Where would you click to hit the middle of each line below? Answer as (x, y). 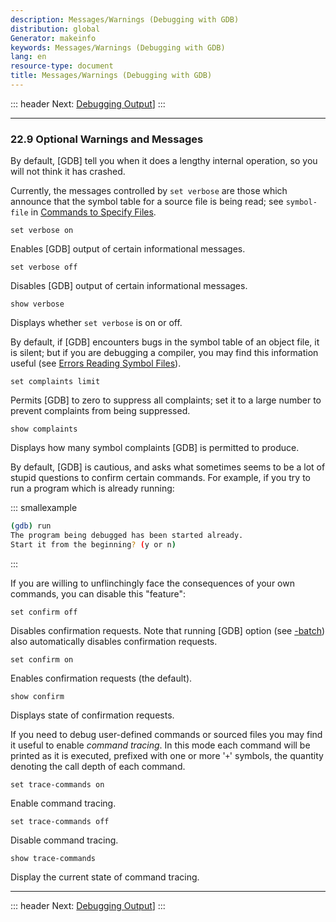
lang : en (28, 57)
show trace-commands (53, 858)
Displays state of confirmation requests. (92, 715)
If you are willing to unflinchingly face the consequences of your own (152, 583)
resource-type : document (62, 66)
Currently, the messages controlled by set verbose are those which (149, 191)
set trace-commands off (60, 821)
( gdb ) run (31, 526)
